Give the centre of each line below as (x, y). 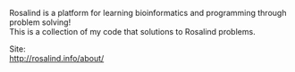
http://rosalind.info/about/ (57, 58)
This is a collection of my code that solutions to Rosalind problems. (133, 32)
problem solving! (40, 22)
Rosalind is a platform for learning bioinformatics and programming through (148, 13)
